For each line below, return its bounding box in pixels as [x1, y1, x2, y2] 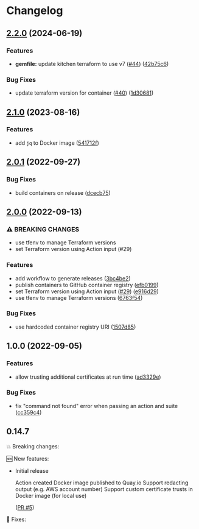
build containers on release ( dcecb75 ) [15, 189, 111, 196]
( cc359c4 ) [15, 409, 42, 416]
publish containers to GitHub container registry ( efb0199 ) [15, 281, 159, 288]
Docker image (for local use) [15, 492, 87, 499]
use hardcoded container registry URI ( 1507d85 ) [15, 323, 136, 330]
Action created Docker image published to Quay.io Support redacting [15, 479, 189, 486]
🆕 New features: [6, 454, 49, 462]
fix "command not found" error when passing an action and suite [15, 402, 178, 409]
